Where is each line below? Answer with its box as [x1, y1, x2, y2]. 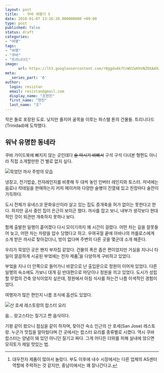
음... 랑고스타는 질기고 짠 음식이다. [5, 313, 70, 319]
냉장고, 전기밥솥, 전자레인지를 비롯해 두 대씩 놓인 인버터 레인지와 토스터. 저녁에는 [5, 179, 159, 185]
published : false [5, 25, 41, 30]
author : [5, 80, 21, 84]
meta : [5, 71, 16, 76]
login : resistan [9, 84, 42, 89]
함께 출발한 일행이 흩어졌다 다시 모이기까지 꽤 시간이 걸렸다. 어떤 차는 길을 [5, 224, 145, 230]
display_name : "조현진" [9, 93, 55, 98]
